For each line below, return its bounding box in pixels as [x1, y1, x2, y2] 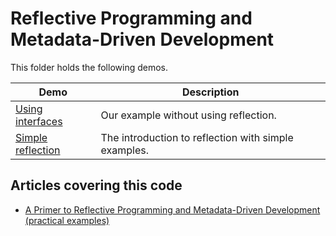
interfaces [15, 114, 63, 128]
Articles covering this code [10, 177, 183, 194]
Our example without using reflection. [100, 108, 277, 122]
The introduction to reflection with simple [100, 130, 294, 144]
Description [182, 85, 240, 99]
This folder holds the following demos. [10, 61, 168, 73]
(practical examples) [24, 214, 110, 226]
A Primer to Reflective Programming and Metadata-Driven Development [24, 203, 321, 216]
